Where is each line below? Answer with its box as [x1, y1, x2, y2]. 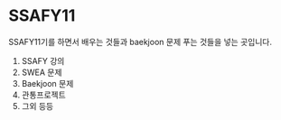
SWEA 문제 [21, 67, 62, 78]
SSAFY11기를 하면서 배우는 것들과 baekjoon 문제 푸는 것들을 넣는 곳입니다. [8, 36, 273, 47]
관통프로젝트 [21, 89, 67, 100]
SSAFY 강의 [21, 55, 65, 66]
